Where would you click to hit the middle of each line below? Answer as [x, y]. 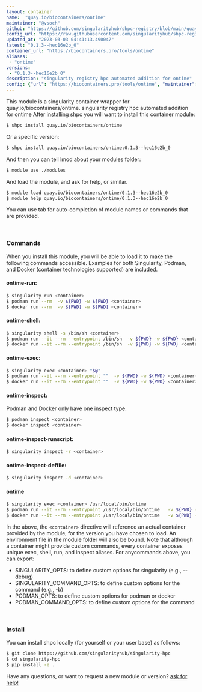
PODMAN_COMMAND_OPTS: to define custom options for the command [105, 602]
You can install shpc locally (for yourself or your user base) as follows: [93, 643]
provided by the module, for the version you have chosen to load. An [91, 533]
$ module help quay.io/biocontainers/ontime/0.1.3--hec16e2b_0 [87, 198]
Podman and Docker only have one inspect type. [67, 408]
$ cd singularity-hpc [33, 659]
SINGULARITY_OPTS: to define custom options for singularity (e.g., [98, 571]
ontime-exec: [23, 357]
